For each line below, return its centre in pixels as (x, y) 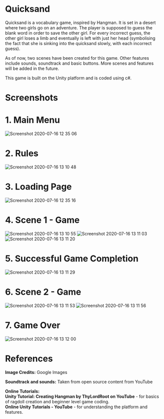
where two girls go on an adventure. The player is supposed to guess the (79, 27)
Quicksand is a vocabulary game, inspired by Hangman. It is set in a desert (81, 23)
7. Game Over (33, 325)
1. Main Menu (33, 120)
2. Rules (22, 153)
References (29, 359)
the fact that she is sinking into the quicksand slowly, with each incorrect (78, 43)
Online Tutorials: (23, 391)
